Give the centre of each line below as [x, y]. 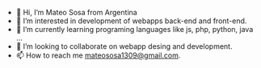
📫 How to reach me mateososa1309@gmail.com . [98, 55]
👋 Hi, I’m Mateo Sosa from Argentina [76, 12]
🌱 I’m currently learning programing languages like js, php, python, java [135, 29]
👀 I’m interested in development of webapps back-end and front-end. [131, 21]
